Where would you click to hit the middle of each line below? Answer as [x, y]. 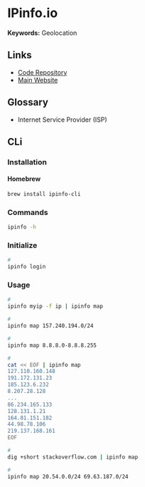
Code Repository [42, 72]
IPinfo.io [33, 13]
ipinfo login [27, 267]
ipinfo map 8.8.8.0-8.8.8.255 [52, 345]
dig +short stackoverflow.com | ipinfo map [73, 457]
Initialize [22, 246]
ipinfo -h [22, 227]
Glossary [28, 102]
